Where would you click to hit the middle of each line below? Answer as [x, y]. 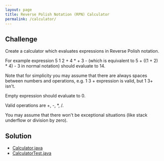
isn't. [10, 86]
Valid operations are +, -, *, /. [34, 105]
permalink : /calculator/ [31, 19]
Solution [18, 136]
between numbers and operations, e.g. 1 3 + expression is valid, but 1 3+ [79, 81]
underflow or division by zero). [36, 120]
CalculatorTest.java [32, 153]
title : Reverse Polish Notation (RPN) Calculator [57, 14]
